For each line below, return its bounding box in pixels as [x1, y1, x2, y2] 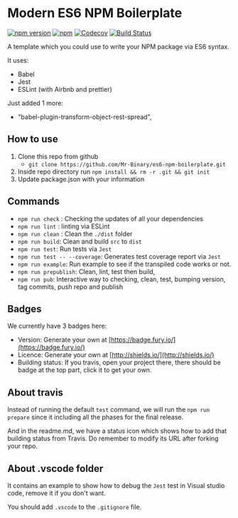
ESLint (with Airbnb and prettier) [17, 85, 112, 93]
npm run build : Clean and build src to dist [17, 237, 142, 245]
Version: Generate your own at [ [17, 336, 112, 344]
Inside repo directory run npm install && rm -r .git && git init [17, 167, 210, 176]
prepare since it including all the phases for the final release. [7, 413, 184, 421]
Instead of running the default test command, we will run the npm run [7, 406, 210, 414]
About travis [7, 386, 64, 398]
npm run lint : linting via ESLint [17, 222, 110, 231]
